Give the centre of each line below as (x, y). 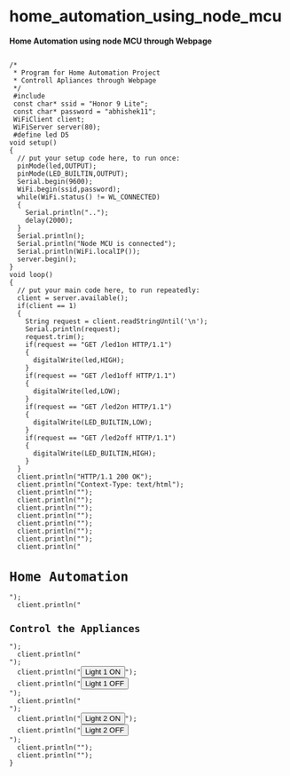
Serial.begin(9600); (55, 181)
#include (29, 96)
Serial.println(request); (73, 329)
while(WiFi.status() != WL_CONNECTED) (89, 197)
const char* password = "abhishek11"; (85, 111)
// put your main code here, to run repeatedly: (109, 290)
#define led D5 (41, 135)
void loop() (31, 274)
